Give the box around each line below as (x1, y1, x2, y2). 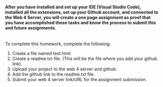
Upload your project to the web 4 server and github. (12, 66, 117, 72)
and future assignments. (5, 25, 56, 30)
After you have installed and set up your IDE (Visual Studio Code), (5, 4, 141, 10)
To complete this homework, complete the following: (5, 41, 111, 47)
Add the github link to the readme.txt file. (12, 71, 95, 77)
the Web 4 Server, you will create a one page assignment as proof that (5, 14, 151, 20)
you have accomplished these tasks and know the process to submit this (5, 20, 156, 26)
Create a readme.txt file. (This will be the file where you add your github (12, 56, 158, 61)
